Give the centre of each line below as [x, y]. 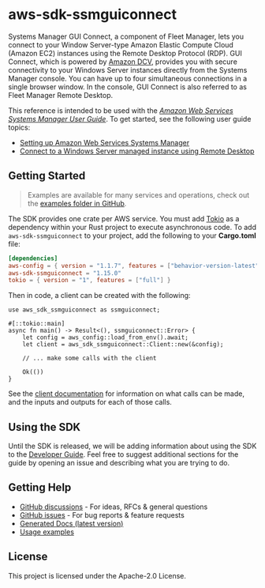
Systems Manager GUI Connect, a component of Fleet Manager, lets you [126, 36]
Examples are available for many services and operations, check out [138, 194]
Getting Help [40, 488]
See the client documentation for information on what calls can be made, [126, 394]
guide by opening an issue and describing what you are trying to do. [119, 463]
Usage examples [47, 532]
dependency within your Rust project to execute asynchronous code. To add [132, 227]
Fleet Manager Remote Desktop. [61, 95]
